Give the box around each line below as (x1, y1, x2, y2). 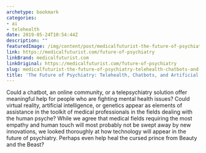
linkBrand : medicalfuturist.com (6, 55, 89, 61)
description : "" (6, 37, 48, 44)
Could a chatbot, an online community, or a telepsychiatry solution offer (6, 88, 188, 96)
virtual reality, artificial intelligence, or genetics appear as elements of (6, 102, 183, 109)
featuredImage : (6, 44, 45, 50)
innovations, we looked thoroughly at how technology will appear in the (6, 128, 186, 135)
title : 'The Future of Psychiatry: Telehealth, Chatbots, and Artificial (6, 72, 199, 78)
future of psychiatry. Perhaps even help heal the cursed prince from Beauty (6, 135, 197, 142)
